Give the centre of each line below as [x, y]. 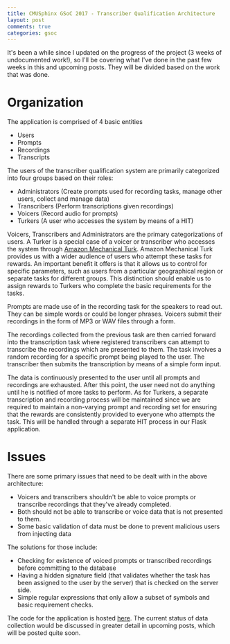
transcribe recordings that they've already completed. [94, 504]
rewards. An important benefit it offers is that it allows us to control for [107, 264]
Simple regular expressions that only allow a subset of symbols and [113, 598]
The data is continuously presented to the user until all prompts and [104, 377]
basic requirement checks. [55, 605]
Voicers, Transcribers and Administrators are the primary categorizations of [115, 234]
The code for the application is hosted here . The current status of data [108, 618]
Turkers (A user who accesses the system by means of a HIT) [105, 221]
